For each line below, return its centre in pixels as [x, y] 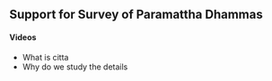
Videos [23, 37]
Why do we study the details [75, 67]
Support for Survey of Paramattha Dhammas [136, 15]
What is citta [45, 57]
